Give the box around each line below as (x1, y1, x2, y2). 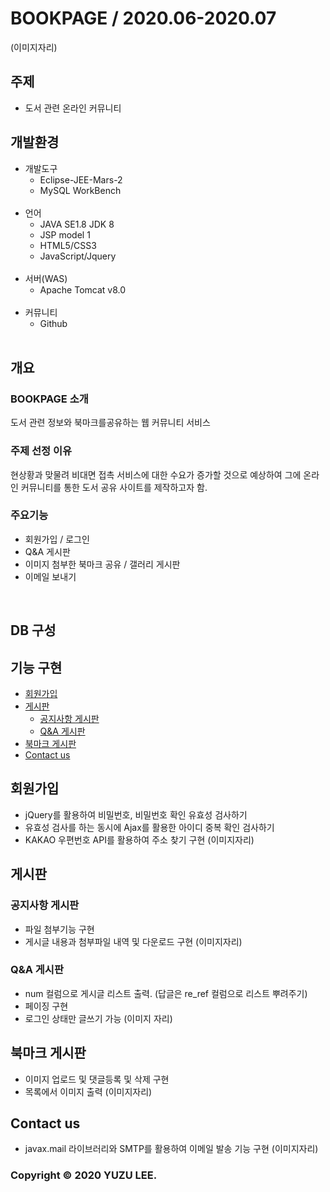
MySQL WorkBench (39, 184, 122, 196)
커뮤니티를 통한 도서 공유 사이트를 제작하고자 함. (20, 481, 208, 493)
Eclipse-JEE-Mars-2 (39, 173, 123, 186)
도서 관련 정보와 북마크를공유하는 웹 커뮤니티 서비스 (10, 417, 211, 429)
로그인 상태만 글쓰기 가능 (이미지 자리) (24, 1012, 173, 1024)
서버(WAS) (24, 272, 68, 284)
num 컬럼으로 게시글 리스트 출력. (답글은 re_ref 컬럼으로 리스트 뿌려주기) (24, 987, 308, 999)
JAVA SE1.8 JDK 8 (39, 218, 115, 230)
